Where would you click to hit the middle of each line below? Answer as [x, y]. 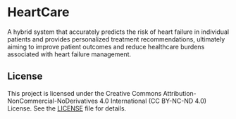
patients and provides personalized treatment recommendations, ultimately [116, 39]
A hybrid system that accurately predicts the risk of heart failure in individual [118, 32]
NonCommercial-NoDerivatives [53, 101]
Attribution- [180, 93]
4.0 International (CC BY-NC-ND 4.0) [153, 101]
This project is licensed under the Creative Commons [85, 93]
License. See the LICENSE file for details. [67, 108]
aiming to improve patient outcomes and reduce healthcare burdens [106, 46]
